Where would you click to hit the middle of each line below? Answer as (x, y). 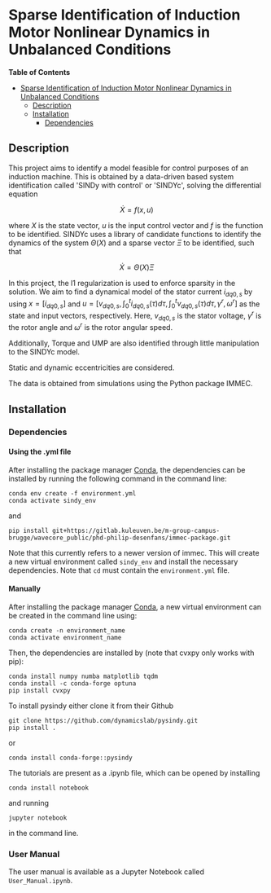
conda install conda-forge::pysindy (70, 758)
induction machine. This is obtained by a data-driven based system (121, 176)
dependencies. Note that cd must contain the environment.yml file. (119, 570)
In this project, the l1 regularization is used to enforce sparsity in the (122, 283)
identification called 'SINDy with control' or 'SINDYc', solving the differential (135, 185)
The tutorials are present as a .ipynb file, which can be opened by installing (134, 772)
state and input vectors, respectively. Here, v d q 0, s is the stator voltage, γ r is (135, 316)
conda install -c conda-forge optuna (72, 683)
